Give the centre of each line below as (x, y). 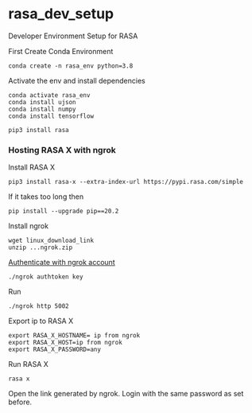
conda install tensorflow (51, 116)
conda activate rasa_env (49, 95)
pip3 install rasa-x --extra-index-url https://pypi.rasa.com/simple (126, 182)
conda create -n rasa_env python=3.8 (71, 66)
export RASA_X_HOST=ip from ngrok (66, 343)
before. (20, 402)
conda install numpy (43, 109)
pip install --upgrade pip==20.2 (64, 212)
